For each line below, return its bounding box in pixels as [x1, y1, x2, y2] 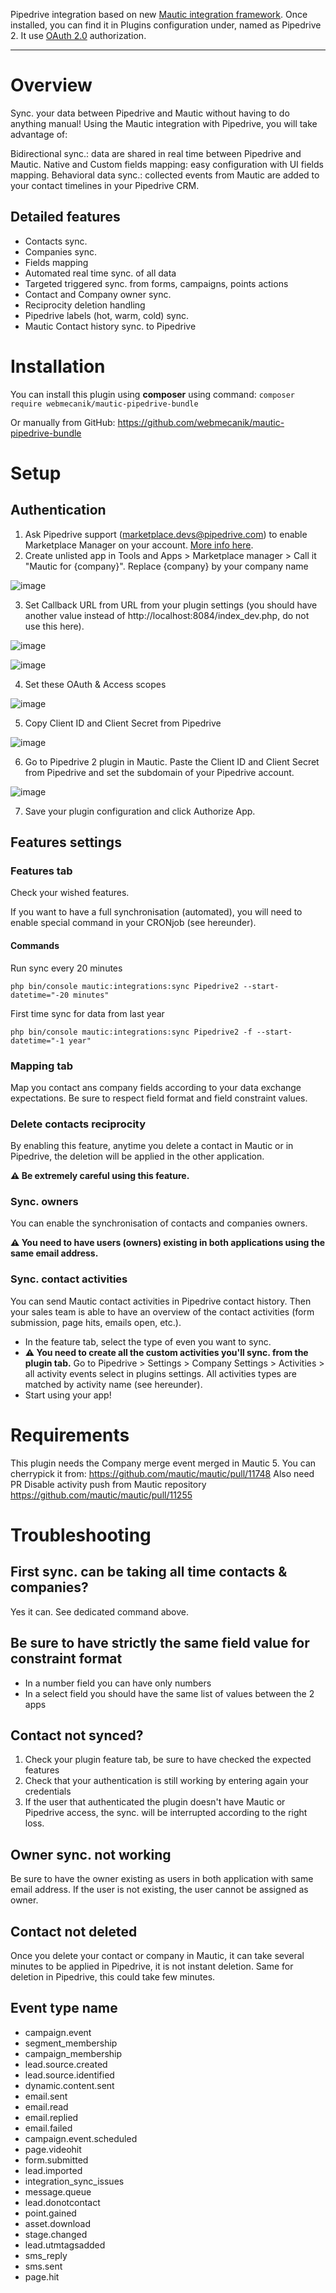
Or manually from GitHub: [10, 416, 116, 428]
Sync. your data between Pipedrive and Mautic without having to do [10, 107, 290, 119]
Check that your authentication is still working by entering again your [24, 1775, 309, 1787]
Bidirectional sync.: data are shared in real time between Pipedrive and [10, 147, 302, 159]
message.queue [24, 2185, 92, 2198]
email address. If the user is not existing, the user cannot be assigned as [10, 1884, 309, 1896]
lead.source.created [24, 2058, 108, 2070]
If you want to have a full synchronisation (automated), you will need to [10, 906, 303, 918]
